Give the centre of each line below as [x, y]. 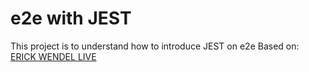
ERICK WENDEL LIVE [53, 56]
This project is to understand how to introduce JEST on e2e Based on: [155, 46]
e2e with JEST [71, 18]
